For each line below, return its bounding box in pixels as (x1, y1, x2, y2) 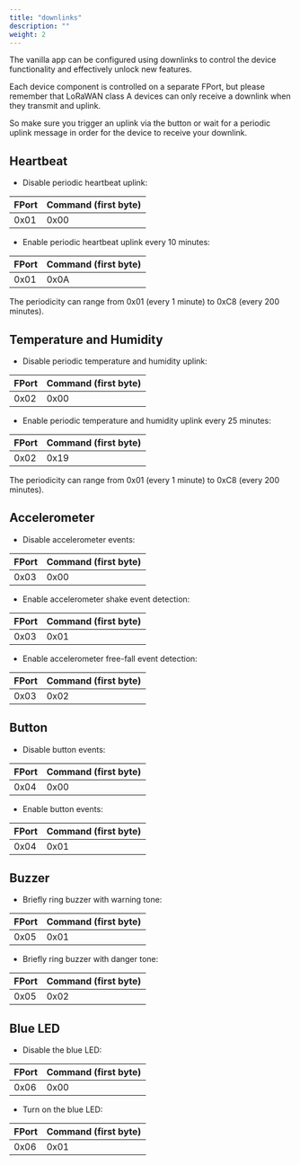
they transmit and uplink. (9, 101, 101, 111)
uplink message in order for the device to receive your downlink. (9, 128, 248, 138)
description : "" (9, 22, 70, 31)
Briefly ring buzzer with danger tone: (22, 954, 159, 965)
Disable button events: (22, 744, 106, 755)
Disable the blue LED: (22, 1045, 102, 1055)
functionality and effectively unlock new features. (9, 64, 192, 75)
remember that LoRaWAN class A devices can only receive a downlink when (9, 91, 292, 101)
